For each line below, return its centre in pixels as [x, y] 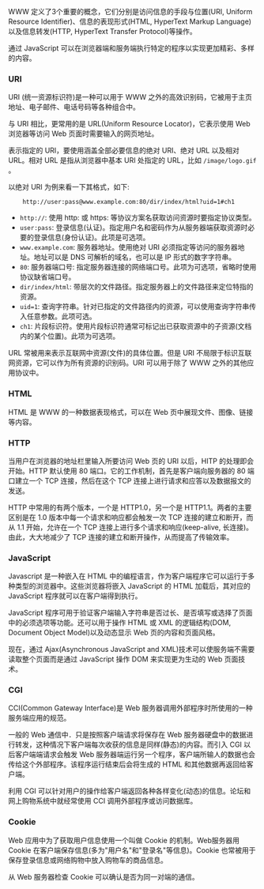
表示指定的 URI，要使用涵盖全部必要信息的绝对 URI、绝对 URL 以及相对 [124, 151]
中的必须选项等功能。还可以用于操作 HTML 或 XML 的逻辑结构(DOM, [120, 623]
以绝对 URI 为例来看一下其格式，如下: [69, 187]
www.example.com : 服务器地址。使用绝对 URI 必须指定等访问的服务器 [129, 247]
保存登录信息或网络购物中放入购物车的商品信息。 [88, 860]
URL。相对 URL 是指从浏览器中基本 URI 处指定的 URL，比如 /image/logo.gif [132, 160]
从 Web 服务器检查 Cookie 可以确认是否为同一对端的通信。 [104, 876]
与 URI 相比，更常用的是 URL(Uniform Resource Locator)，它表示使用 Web [129, 124]
